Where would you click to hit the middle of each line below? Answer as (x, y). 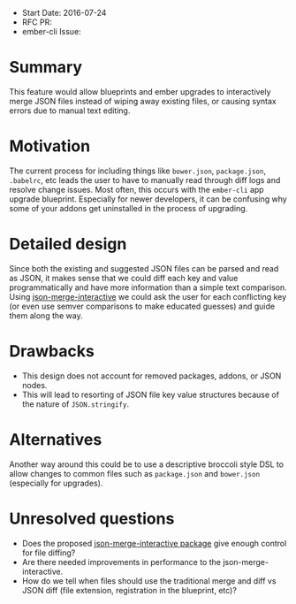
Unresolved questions (92, 519)
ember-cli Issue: (51, 31)
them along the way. (46, 315)
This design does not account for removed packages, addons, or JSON (152, 376)
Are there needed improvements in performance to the (121, 562)
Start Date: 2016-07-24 (64, 13)
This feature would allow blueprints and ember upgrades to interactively (140, 91)
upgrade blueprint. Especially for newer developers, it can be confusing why (148, 199)
